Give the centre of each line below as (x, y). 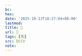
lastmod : (14, 23)
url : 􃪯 (12, 32)
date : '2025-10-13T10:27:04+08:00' (41, 19)
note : (11, 46)
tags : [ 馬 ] (16, 37)
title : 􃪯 (14, 28)
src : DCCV (15, 41)
